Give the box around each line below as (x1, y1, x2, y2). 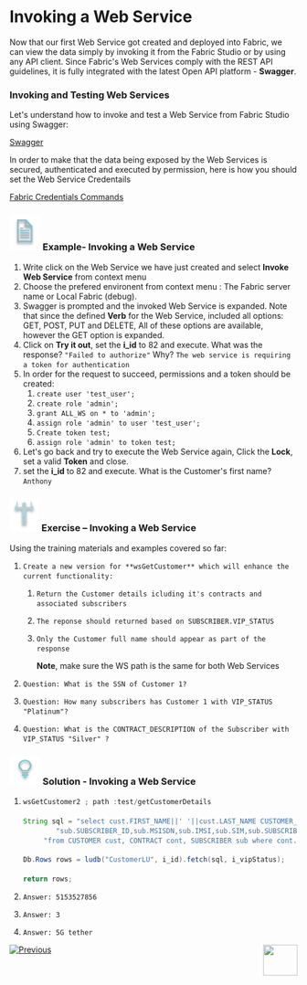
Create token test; (36, 428, 111, 438)
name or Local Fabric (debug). (22, 291, 137, 302)
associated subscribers (36, 598, 128, 609)
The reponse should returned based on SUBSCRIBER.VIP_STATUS (36, 617, 274, 626)
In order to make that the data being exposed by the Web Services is (9, 154, 268, 165)
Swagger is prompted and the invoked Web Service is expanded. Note (22, 300, 288, 312)
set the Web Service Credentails (9, 174, 131, 185)
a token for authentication (22, 360, 130, 369)
